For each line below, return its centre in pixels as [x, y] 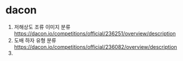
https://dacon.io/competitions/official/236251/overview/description [95, 33]
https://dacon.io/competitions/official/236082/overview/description [96, 46]
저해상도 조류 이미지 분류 [42, 27]
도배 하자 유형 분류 [35, 40]
